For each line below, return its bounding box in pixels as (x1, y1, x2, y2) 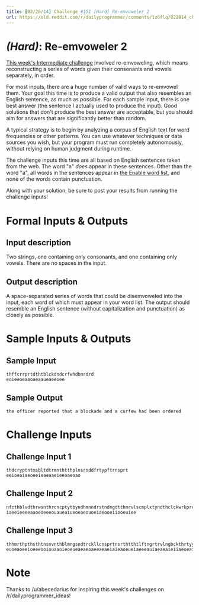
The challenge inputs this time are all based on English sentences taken (6, 156, 181, 164)
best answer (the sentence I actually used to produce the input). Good (6, 102, 178, 110)
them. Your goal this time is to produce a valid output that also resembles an (6, 89, 192, 97)
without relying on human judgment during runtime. (6, 145, 131, 152)
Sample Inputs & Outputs (6, 332, 131, 345)
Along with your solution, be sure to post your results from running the (6, 187, 178, 194)
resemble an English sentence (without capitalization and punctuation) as (6, 305, 185, 312)
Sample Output (6, 392, 63, 403)
